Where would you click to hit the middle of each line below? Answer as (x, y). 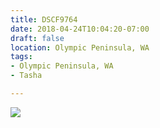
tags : (21, 57)
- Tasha (26, 76)
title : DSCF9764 (44, 19)
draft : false (37, 38)
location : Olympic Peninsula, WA (80, 47)
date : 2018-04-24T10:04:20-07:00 (80, 29)
